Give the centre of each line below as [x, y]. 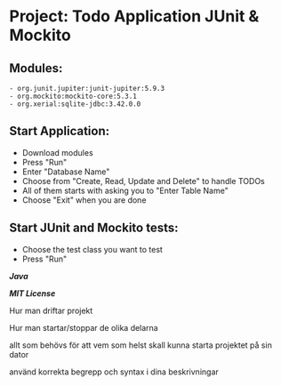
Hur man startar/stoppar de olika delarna [84, 327]
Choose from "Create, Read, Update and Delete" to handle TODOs [143, 181]
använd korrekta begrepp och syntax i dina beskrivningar [114, 372]
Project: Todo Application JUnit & [134, 16]
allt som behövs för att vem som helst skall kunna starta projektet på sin [141, 345]
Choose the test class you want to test [92, 249]
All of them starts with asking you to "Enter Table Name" [125, 190]
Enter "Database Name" [66, 172]
